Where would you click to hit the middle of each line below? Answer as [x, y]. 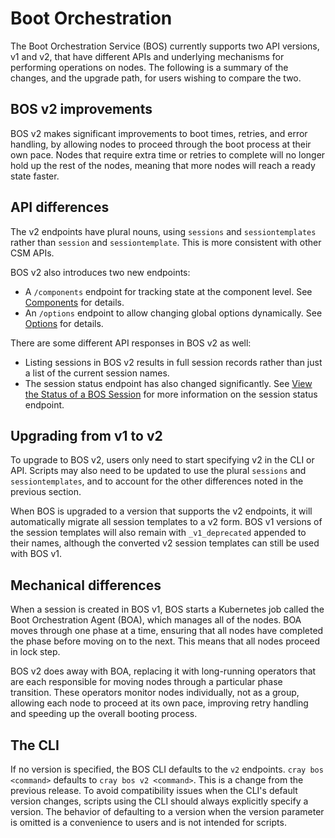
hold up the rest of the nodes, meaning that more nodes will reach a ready [163, 165]
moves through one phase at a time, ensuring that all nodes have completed [167, 631]
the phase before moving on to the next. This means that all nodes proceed [165, 641]
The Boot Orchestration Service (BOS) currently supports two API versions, [165, 46]
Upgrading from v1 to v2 [86, 435]
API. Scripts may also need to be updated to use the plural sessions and [158, 471]
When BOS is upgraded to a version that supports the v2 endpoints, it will [161, 511]
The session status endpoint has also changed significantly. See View [168, 383]
